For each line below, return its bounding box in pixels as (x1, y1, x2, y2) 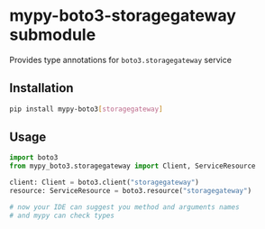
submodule (9, 24, 96, 45)
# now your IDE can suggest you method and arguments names (9, 202, 241, 212)
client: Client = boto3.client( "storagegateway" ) (9, 178, 200, 188)
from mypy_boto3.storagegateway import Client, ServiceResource (9, 161, 256, 171)
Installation (9, 80, 74, 96)
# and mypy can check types (9, 211, 115, 220)
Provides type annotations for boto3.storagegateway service (9, 54, 233, 65)
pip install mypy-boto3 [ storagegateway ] (9, 105, 164, 114)
